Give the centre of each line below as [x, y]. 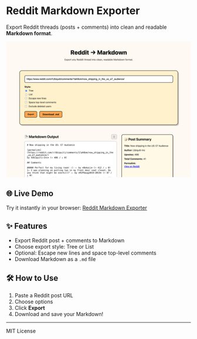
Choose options [34, 301]
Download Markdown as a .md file [55, 259]
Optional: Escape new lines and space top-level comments [85, 253]
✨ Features [27, 226]
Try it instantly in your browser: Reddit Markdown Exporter [77, 208]
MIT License [21, 331]
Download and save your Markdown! [59, 314]
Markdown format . [29, 33]
